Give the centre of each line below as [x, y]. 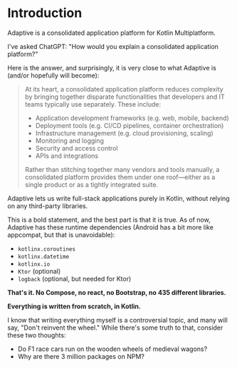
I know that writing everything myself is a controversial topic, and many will [117, 320]
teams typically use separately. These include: [93, 104]
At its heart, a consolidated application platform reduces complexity [124, 89]
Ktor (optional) [39, 271]
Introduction [45, 13]
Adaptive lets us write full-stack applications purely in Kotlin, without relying [118, 198]
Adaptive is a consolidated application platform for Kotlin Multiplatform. [111, 33]
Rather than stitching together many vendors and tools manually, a [122, 169]
